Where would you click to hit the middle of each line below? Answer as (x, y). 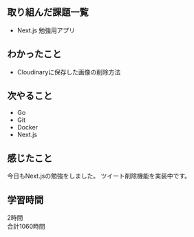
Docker (28, 127)
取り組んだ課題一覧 (48, 12)
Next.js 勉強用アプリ (46, 30)
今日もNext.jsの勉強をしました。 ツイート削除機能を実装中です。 (99, 176)
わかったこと (34, 54)
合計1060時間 (26, 227)
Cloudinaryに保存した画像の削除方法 (69, 72)
